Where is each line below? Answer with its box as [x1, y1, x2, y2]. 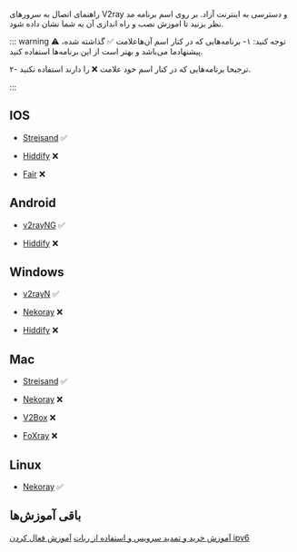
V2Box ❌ [22, 412, 56, 423]
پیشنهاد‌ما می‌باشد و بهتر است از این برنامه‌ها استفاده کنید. [9, 46, 203, 56]
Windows [9, 264, 64, 281]
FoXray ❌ [22, 430, 58, 441]
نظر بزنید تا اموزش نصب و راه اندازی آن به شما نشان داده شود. [9, 18, 224, 29]
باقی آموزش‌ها [9, 508, 82, 524]
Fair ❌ [22, 168, 45, 179]
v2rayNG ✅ [22, 219, 65, 231]
